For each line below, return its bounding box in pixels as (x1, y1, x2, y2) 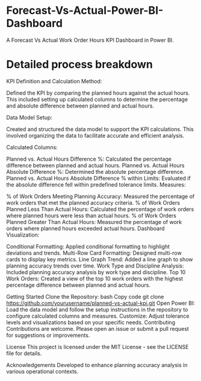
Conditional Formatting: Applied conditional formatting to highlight (6, 243, 170, 250)
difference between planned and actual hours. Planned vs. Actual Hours (6, 161, 185, 169)
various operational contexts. (6, 368, 79, 375)
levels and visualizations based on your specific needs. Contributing (6, 318, 176, 326)
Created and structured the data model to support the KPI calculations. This (6, 125, 194, 133)
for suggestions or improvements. (6, 331, 90, 339)
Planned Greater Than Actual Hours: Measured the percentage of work (6, 218, 182, 225)
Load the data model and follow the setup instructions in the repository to (6, 306, 188, 313)
